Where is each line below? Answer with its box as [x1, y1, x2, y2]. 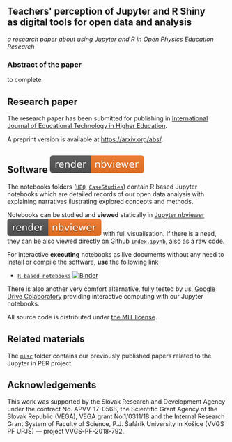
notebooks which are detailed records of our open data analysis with [7, 189, 204, 198]
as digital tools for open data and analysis [7, 17, 192, 29]
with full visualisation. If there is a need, [102, 229, 217, 237]
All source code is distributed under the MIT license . [7, 313, 157, 321]
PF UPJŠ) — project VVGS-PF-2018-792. [7, 427, 125, 436]
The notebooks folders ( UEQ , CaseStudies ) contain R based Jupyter [7, 182, 198, 191]
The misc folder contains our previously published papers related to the [7, 352, 212, 360]
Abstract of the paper [7, 59, 82, 69]
